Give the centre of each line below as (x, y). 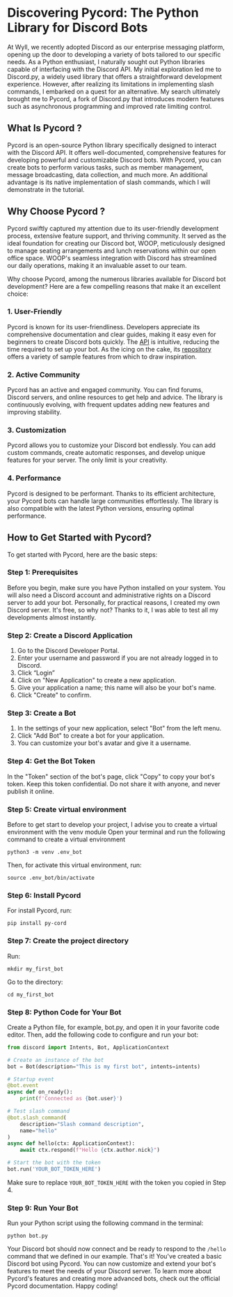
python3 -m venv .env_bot (45, 853)
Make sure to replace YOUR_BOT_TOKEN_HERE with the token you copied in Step (116, 1182)
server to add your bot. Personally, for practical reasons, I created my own (114, 602)
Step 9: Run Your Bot (43, 1208)
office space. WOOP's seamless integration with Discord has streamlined (112, 258)
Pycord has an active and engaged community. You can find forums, (105, 390)
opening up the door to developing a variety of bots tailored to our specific (114, 54)
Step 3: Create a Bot (42, 713)
